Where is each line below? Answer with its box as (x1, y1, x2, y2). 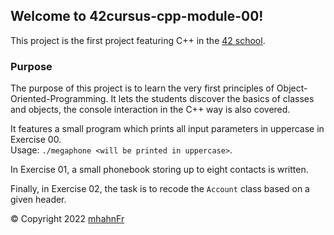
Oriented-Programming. (10, 93, 109, 105)
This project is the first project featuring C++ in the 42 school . (10, 34, 266, 46)
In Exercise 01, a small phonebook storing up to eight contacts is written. (10, 164, 309, 176)
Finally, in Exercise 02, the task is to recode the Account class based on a (10, 183, 310, 195)
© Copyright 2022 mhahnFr (10, 213, 125, 225)
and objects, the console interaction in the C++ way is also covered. (10, 104, 291, 116)
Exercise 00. (10, 134, 62, 146)
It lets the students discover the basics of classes (110, 93, 315, 105)
